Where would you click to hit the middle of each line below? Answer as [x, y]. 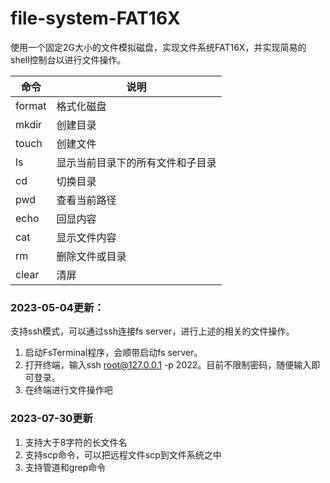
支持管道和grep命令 [65, 467]
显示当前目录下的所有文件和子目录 [136, 162]
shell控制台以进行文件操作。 [68, 59]
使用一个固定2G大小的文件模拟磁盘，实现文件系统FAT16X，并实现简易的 [158, 47]
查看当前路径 [86, 200]
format [31, 105]
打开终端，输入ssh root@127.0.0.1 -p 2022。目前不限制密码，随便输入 [168, 365]
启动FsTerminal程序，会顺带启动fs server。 [113, 353]
